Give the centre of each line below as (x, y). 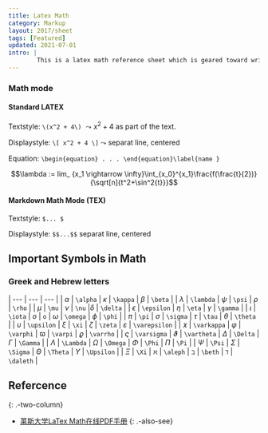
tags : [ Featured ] (37, 38)
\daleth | (23, 360)
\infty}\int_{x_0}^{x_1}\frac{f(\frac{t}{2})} (191, 173)
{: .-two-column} (36, 405)
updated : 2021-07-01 (43, 46)
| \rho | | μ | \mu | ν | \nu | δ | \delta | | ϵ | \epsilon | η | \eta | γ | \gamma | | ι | (132, 308)
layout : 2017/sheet (41, 30)
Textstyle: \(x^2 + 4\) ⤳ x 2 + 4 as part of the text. (93, 126)
